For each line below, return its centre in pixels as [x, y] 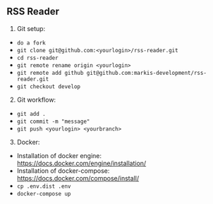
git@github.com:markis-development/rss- [147, 73]
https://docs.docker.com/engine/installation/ [81, 163]
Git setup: [31, 28]
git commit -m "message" [53, 121]
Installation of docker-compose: [63, 170]
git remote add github [50, 73]
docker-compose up [44, 193]
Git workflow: [36, 100]
